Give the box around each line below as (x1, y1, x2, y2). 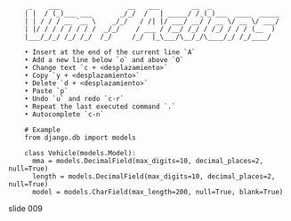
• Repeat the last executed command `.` (24, 102, 176, 111)
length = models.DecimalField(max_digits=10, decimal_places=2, (31, 172, 276, 181)
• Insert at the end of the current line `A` (24, 48, 197, 57)
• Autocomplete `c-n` (24, 110, 104, 119)
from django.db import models (24, 133, 137, 142)
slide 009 (8, 203, 44, 214)
